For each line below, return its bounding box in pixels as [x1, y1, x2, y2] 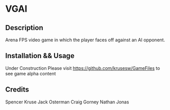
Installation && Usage [5, 51, 75, 60]
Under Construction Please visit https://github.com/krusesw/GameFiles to [5, 65, 160, 71]
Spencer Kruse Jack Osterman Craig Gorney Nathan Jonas [5, 99, 129, 105]
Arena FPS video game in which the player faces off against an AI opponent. [5, 37, 165, 43]
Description [5, 23, 43, 32]
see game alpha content [5, 70, 56, 76]
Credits [5, 85, 30, 94]
